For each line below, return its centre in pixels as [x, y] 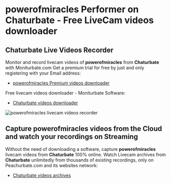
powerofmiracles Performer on [72, 9]
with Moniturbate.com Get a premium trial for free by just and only [75, 68]
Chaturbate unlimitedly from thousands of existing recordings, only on [80, 160]
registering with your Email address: [43, 73]
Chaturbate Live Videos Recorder [59, 50]
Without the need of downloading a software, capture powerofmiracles [81, 149]
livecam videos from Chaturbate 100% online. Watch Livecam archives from [86, 154]
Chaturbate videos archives [42, 175]
